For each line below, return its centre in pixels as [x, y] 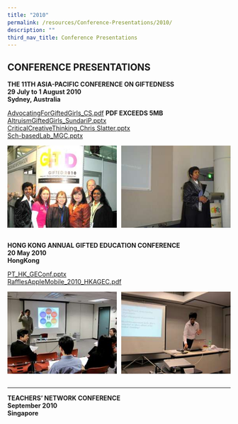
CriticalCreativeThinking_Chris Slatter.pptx [69, 129]
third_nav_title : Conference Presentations [73, 38]
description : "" [31, 30]
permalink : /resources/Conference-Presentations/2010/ [90, 22]
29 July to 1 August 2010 [44, 92]
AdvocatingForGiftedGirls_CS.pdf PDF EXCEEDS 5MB [85, 113]
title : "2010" [28, 15]
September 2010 [33, 406]
